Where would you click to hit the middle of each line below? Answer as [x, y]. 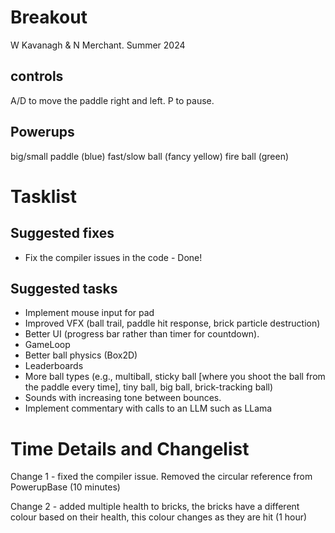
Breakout [49, 17]
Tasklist [43, 196]
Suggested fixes [62, 233]
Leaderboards [54, 366]
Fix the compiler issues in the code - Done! [113, 257]
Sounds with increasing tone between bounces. [123, 398]
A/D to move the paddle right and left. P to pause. [112, 100]
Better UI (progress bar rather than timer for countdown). [142, 334]
